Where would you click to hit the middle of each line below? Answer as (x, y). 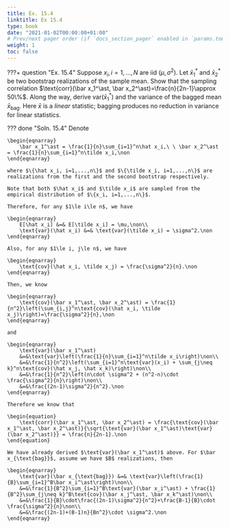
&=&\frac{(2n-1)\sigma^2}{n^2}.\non (72, 386)
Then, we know (27, 284)
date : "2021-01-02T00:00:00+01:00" (58, 33)
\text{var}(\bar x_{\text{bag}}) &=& (73, 476)
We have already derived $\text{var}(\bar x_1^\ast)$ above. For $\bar (111, 452)
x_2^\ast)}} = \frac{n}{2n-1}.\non (76, 434)
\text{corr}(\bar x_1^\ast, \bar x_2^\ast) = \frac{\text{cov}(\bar (119, 422)
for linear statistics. (34, 114)
